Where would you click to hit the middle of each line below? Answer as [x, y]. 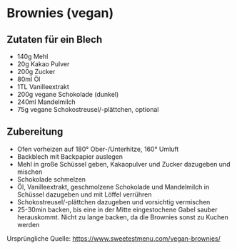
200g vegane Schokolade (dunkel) [68, 94]
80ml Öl [29, 79]
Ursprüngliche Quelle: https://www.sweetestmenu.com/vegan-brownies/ [114, 238]
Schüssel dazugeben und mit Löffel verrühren [84, 194]
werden [28, 224]
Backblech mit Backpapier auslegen [70, 156]
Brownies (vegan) [60, 13]
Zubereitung [35, 132]
